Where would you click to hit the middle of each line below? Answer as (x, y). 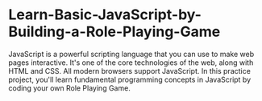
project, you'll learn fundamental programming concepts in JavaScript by (130, 79)
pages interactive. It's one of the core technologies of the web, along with (131, 63)
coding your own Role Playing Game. (69, 88)
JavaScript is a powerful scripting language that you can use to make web (131, 54)
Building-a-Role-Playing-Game (114, 32)
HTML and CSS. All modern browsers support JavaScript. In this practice (130, 71)
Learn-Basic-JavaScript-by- (105, 15)
